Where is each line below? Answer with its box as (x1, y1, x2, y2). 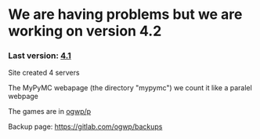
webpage (8, 92, 39, 101)
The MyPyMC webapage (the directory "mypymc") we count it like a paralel (8, 83, 252, 93)
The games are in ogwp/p (8, 107, 92, 116)
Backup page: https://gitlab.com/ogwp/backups (8, 122, 163, 131)
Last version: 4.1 (8, 50, 72, 61)
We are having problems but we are (8, 5, 243, 24)
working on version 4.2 (8, 22, 162, 40)
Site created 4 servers (8, 68, 80, 78)
